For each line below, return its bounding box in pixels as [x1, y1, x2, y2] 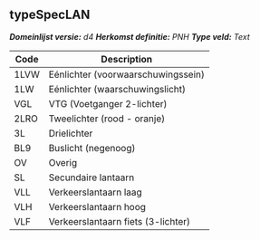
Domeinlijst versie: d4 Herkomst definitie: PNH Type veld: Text [9, 31, 251, 42]
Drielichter [48, 127, 93, 139]
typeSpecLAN [9, 7, 91, 23]
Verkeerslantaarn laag [48, 186, 142, 198]
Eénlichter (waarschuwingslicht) [48, 82, 186, 95]
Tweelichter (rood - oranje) [48, 112, 166, 125]
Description [101, 53, 153, 65]
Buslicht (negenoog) [48, 141, 136, 154]
